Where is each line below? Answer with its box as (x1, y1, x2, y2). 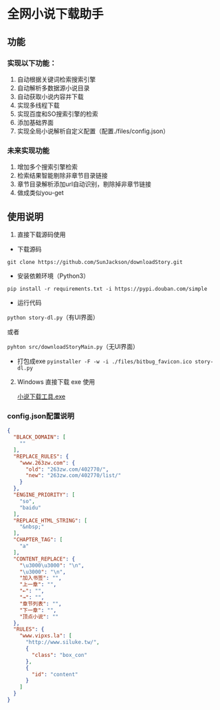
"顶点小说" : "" (19, 613, 59, 620)
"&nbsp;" (19, 523, 45, 531)
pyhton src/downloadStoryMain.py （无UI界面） (7, 342, 140, 350)
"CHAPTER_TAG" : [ (13, 536, 63, 543)
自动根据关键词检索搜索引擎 (16, 75, 96, 83)
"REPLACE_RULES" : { (13, 453, 69, 460)
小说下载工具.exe (16, 392, 66, 400)
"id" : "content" (32, 671, 78, 678)
